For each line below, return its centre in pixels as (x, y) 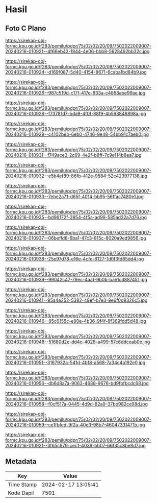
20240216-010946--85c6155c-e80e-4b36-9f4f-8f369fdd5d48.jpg (76, 321)
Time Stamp (22, 485)
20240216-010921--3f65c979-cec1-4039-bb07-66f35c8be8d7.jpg (76, 446)
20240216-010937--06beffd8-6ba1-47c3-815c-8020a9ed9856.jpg (76, 238)
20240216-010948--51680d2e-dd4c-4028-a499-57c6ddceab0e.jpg (78, 342)
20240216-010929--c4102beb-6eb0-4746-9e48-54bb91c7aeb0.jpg (77, 134)
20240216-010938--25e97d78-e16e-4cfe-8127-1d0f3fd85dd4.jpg (75, 259)
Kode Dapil (21, 493)
